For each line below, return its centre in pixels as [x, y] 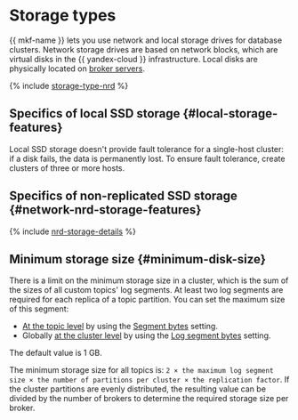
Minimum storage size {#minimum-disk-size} [138, 259]
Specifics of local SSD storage [95, 113]
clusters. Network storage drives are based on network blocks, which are [144, 49]
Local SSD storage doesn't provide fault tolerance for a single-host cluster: [147, 149]
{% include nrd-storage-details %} [72, 231]
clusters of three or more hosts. [67, 168]
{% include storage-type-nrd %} [69, 85]
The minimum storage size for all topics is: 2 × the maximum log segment [141, 370]
